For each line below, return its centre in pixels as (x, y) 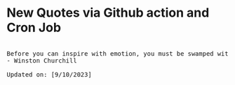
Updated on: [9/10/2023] (49, 74)
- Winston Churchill (42, 60)
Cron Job (34, 28)
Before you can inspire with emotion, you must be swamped (110, 53)
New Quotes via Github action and (108, 13)
